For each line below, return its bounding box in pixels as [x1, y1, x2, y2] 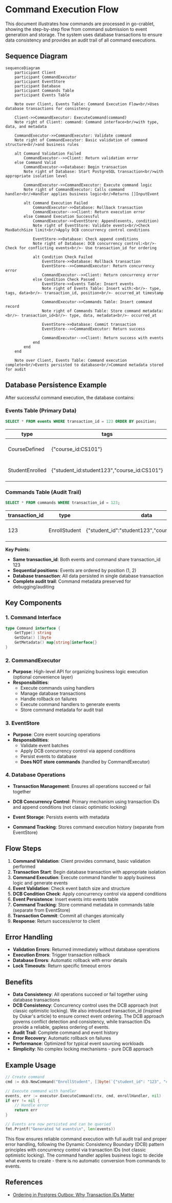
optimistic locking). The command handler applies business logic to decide [5, 1152, 163, 1158]
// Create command [5, 1075, 45, 1080]
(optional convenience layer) [12, 674, 73, 680]
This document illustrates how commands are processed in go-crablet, [5, 21, 155, 27]
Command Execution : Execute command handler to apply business [12, 874, 156, 880]
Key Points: [5, 546, 30, 552]
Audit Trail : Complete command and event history [12, 1029, 119, 1036]
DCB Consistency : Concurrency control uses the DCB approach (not [12, 1002, 158, 1008]
